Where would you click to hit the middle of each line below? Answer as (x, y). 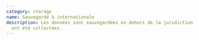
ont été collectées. (37, 28)
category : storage (29, 11)
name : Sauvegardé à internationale (50, 17)
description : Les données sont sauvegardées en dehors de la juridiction (100, 22)
